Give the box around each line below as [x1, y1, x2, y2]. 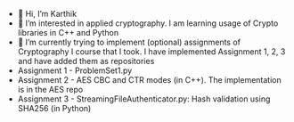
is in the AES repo [17, 85, 84, 94]
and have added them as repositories [17, 56, 155, 66]
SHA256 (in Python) [17, 103, 92, 113]
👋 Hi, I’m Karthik [17, 9, 78, 19]
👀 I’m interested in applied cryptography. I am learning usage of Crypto [17, 18, 279, 28]
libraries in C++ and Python [17, 28, 119, 37]
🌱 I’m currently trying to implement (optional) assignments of [17, 37, 241, 47]
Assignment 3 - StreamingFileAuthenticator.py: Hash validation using [17, 94, 271, 104]
